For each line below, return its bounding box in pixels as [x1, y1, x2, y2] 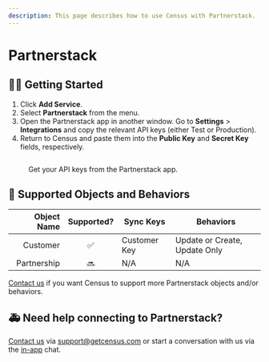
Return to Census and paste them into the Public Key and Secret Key [19, 133, 249, 143]
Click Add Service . [19, 99, 82, 109]
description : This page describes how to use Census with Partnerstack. [8, 11, 256, 20]
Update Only [175, 245, 223, 256]
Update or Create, [175, 235, 243, 246]
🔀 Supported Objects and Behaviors [8, 187, 191, 201]
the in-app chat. [8, 345, 62, 355]
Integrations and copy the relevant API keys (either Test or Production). [19, 125, 257, 135]
